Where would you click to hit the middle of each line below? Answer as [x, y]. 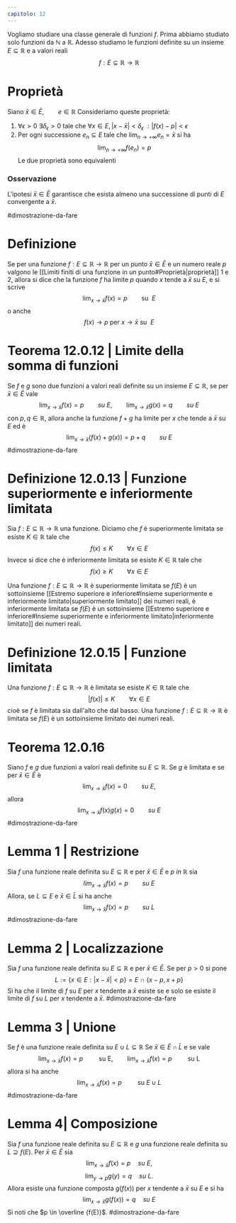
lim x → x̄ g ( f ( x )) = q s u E [119, 1200]
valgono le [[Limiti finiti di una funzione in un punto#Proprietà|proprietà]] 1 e [118, 272]
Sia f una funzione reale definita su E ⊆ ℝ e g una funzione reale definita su [118, 1144]
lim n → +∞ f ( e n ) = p [124, 148]
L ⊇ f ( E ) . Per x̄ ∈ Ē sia [40, 1151]
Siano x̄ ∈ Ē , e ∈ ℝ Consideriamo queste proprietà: [89, 111]
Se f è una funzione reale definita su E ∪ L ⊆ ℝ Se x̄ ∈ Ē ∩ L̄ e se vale [109, 1047]
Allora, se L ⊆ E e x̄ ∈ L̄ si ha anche [60, 896]
